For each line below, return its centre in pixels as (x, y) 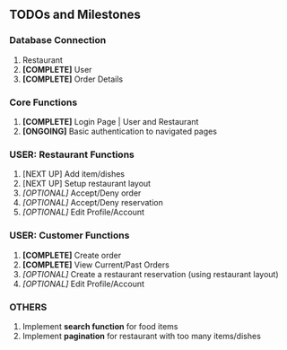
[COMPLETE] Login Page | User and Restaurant (110, 121)
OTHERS (28, 307)
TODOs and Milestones (75, 15)
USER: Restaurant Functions (72, 154)
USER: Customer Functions (70, 235)
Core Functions (43, 102)
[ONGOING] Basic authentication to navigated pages (120, 131)
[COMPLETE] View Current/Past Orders (96, 265)
